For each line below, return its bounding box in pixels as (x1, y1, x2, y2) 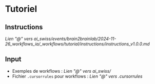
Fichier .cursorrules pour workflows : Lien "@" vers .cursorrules (12, 73, 143, 79)
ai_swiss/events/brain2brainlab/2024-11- (34, 36, 116, 42)
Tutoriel (5, 3, 38, 15)
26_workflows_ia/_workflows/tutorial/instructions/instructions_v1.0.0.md (5, 41, 150, 47)
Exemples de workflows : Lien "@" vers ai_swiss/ (12, 68, 111, 74)
